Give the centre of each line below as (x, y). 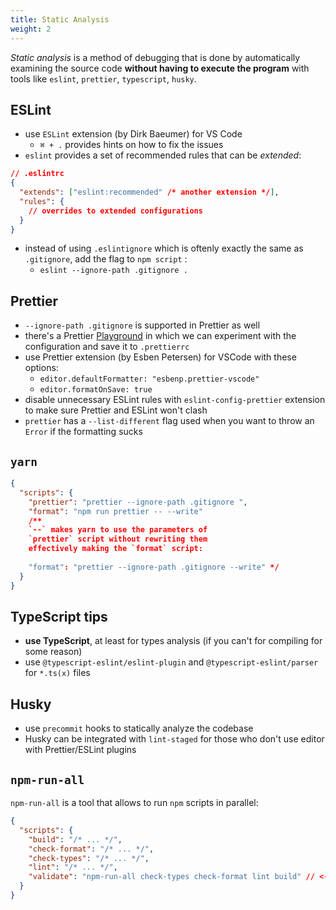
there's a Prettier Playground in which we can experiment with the (160, 336)
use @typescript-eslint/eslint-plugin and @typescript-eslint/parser (171, 662)
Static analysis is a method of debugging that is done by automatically (155, 57)
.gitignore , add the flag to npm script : (106, 259)
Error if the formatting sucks (83, 432)
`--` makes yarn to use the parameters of (118, 530)
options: (41, 368)
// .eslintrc (37, 174)
